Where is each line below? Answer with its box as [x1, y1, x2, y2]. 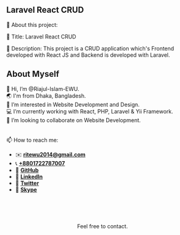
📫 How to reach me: [6, 136, 59, 143]
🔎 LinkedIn [15, 173, 43, 180]
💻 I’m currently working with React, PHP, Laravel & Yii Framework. [6, 107, 174, 115]
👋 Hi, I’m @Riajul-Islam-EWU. [6, 85, 79, 92]
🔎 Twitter [15, 179, 40, 187]
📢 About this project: [6, 21, 58, 28]
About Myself [6, 69, 60, 79]
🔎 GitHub [15, 166, 39, 173]
